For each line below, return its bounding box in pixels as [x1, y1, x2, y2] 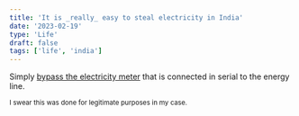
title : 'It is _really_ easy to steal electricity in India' [9, 13, 244, 22]
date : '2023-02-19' [9, 22, 83, 31]
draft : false [9, 38, 59, 48]
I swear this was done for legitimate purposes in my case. [9, 98, 187, 108]
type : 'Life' [9, 30, 59, 39]
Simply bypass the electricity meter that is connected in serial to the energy [9, 71, 290, 82]
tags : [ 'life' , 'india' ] [9, 47, 103, 56]
